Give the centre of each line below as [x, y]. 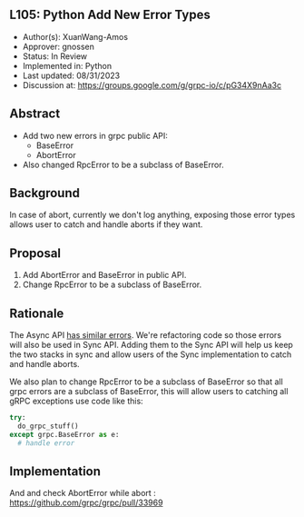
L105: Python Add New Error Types [110, 15]
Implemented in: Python [67, 65]
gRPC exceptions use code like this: [76, 401]
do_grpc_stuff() [48, 426]
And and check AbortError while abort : [83, 493]
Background [44, 193]
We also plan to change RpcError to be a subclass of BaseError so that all [146, 382]
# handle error [46, 443]
